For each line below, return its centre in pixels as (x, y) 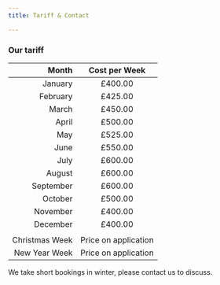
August (59, 172)
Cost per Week (117, 70)
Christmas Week (42, 239)
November (53, 211)
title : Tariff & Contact (49, 15)
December (53, 224)
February (56, 96)
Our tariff (26, 50)
